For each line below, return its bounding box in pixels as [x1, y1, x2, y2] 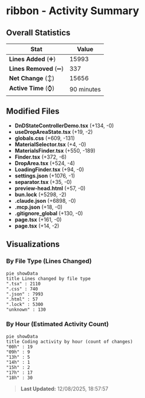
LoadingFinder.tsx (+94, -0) [14, 166, 84, 173]
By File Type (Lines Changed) [6, 257, 92, 265]
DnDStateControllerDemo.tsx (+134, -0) [14, 122, 114, 129]
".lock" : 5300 [6, 301, 44, 307]
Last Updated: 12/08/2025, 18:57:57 [20, 385, 108, 392]
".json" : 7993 [6, 291, 44, 297]
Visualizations [6, 239, 60, 249]
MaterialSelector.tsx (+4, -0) [14, 140, 87, 148]
